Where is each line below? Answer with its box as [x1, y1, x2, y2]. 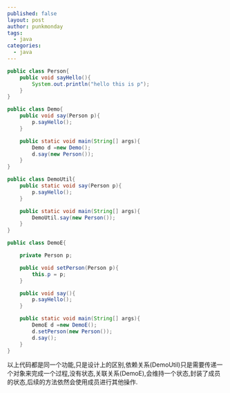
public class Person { [7, 67, 70, 75]
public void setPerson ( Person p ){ [19, 264, 119, 271]
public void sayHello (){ [19, 74, 91, 81]
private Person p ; [19, 252, 73, 259]
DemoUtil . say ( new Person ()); [32, 214, 116, 221]
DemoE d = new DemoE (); [32, 322, 97, 329]
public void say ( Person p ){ [19, 112, 100, 120]
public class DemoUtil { [7, 176, 76, 183]
